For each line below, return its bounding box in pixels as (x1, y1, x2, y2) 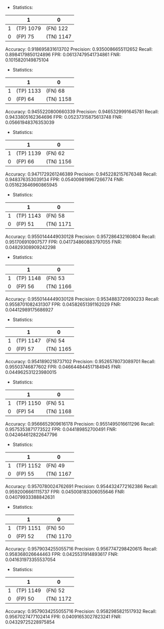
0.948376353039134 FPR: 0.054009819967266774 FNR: (5, 177, 125, 182)
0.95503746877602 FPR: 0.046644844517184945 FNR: (5, 364, 122, 370)
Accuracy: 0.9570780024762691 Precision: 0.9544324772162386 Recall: (5, 483, 158, 489)
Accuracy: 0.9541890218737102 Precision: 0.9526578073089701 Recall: (5, 359, 155, 364)
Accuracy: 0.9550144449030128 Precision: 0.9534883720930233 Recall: (5, 296, 159, 302)
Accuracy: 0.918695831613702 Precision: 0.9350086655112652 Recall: (5, 46, 153, 52)
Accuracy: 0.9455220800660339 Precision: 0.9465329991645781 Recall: (5, 109, 159, 115)
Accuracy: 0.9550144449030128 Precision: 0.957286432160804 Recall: (5, 233, 156, 239)
